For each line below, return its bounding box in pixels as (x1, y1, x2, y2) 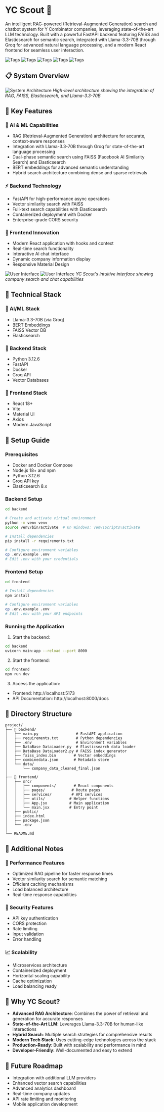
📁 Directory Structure (5, 709, 73, 718)
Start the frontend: (12, 657, 50, 663)
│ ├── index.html (5, 814, 45, 819)
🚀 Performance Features (5, 859, 65, 866)
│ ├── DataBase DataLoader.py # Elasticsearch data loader (5, 745, 136, 750)
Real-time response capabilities (12, 892, 77, 898)
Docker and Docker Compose (12, 462, 73, 468)
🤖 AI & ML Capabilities (5, 122, 59, 129)
